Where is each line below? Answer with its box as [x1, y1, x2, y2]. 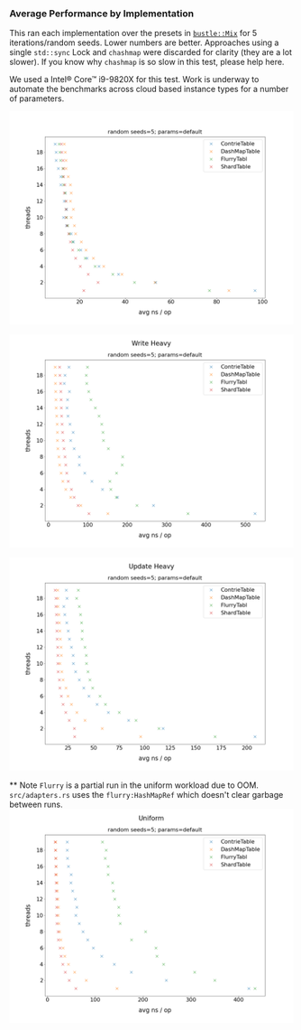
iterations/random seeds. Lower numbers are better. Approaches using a [9, 37, 279, 48]
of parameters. [9, 93, 65, 104]
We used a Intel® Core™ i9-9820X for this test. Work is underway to [9, 74, 260, 85]
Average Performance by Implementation [9, 7, 195, 20]
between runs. [9, 799, 63, 810]
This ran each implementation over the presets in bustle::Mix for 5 [9, 28, 258, 39]
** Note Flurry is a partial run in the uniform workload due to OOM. [9, 780, 260, 791]
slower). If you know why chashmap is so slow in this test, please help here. [9, 57, 285, 68]
